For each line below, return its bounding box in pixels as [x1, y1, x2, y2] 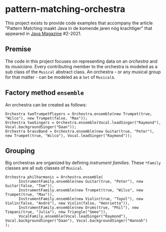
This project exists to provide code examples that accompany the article [5, 20, 153, 26]
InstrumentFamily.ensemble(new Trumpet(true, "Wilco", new [18, 188, 143, 193]
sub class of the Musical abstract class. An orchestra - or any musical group [5, 69, 161, 75]
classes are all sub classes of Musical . [5, 165, 83, 171]
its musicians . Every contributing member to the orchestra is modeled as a [5, 63, 158, 69]
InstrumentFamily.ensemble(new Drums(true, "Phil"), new [18, 205, 139, 210]
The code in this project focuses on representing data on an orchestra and [5, 58, 158, 64]
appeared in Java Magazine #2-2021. [5, 30, 82, 36]
